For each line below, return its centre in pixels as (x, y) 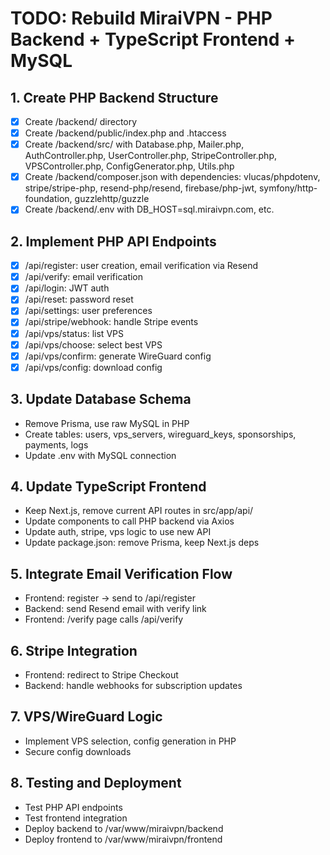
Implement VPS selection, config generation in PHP (130, 741)
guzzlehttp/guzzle (112, 199)
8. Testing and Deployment (96, 783)
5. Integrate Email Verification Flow (121, 573)
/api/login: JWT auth (67, 288)
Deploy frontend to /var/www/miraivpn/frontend (123, 839)
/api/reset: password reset (79, 299)
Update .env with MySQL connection (100, 455)
